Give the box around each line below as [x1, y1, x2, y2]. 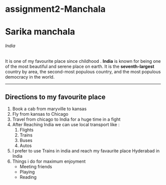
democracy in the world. [5, 74, 55, 80]
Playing [19, 169, 35, 175]
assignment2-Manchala [5, 3, 106, 15]
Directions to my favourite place [5, 92, 106, 101]
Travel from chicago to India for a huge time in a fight [12, 116, 121, 122]
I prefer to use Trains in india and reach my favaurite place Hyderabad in [12, 148, 160, 154]
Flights [19, 127, 34, 133]
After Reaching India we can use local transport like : [12, 122, 120, 128]
